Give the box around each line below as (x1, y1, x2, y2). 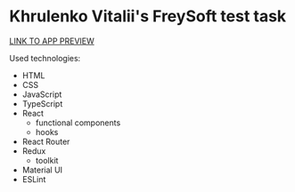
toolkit (35, 155, 59, 165)
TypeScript (21, 98, 63, 108)
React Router (21, 136, 70, 147)
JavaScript (21, 89, 62, 100)
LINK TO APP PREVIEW (9, 36, 95, 46)
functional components (35, 117, 121, 128)
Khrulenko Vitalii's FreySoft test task (9, 6, 287, 27)
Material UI (21, 164, 63, 175)
